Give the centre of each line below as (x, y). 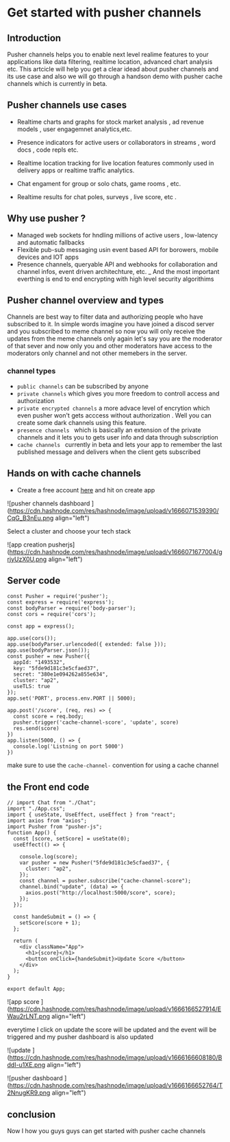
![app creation (27, 545)
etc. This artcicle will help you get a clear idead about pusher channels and (113, 69)
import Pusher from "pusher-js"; (55, 827)
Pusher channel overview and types (86, 300)
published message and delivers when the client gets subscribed (108, 452)
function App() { (32, 833)
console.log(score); (49, 857)
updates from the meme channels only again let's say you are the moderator (115, 339)
